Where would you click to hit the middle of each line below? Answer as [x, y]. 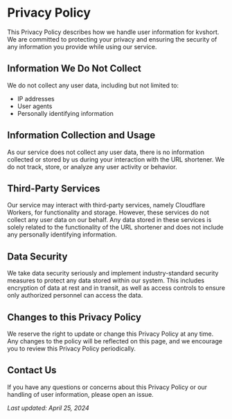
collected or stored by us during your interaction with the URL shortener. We [116, 159]
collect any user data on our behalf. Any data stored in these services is [109, 220]
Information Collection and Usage [81, 136]
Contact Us [32, 370]
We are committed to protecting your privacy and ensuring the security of [112, 39]
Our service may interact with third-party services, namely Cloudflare [106, 205]
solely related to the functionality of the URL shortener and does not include [115, 228]
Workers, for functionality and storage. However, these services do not [108, 212]
